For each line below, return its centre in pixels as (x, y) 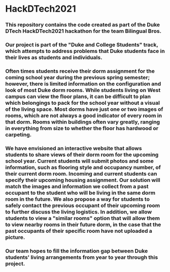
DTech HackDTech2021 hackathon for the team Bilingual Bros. (83, 31)
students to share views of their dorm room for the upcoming (82, 155)
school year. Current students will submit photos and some (79, 161)
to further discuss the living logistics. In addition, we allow (79, 211)
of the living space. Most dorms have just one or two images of (84, 109)
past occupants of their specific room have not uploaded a (79, 231)
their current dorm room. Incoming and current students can (81, 173)
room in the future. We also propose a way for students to (77, 199)
